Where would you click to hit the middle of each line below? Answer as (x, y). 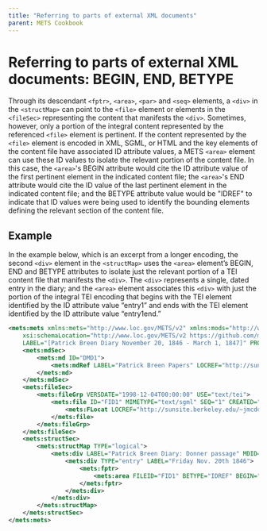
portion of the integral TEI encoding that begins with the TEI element (120, 297)
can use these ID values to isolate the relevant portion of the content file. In (131, 160)
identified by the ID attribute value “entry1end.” (85, 314)
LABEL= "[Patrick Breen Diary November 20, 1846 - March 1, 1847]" (135, 343)
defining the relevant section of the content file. (86, 210)
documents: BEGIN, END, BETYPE (121, 79)
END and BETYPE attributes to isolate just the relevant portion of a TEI (123, 271)
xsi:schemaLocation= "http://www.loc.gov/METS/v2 (104, 336)
